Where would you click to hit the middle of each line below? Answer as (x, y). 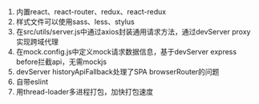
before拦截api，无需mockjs (61, 62)
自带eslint (32, 82)
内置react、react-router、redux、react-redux (91, 12)
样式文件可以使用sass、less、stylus (75, 22)
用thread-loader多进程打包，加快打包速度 (85, 92)
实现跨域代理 (37, 42)
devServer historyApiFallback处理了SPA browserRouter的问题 (117, 72)
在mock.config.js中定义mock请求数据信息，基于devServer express (126, 52)
